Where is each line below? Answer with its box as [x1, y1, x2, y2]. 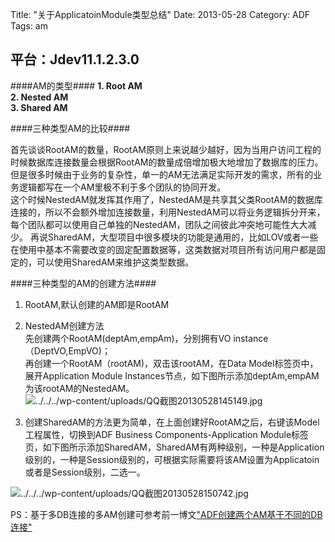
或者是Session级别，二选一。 [24, 466, 146, 478]
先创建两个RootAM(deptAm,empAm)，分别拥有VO [24, 332, 232, 344]
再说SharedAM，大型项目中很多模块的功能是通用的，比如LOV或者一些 [29, 231, 319, 243]
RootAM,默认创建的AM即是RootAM [24, 298, 170, 310]
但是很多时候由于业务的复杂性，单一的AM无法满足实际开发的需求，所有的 [10, 168, 314, 180]
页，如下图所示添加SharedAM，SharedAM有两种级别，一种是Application [24, 441, 325, 453]
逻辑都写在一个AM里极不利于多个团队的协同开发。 [18, 181, 227, 193]
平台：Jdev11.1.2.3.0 [10, 51, 140, 68]
